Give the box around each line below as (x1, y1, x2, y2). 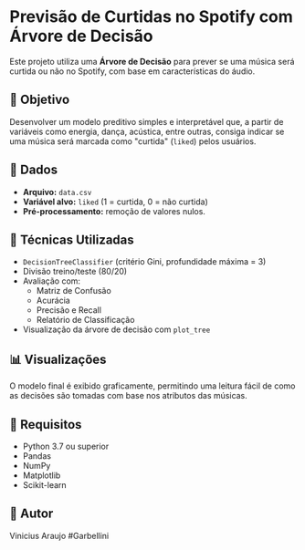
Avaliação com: (22, 275, 80, 286)
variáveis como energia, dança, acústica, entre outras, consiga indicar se (9, 126, 285, 137)
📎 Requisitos (9, 417, 82, 432)
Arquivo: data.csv (22, 186, 92, 197)
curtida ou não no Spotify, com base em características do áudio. (9, 66, 256, 77)
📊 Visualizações (9, 351, 107, 367)
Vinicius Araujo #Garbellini (9, 530, 110, 541)
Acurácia (36, 295, 70, 306)
